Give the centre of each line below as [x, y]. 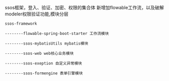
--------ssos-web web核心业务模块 [39, 53]
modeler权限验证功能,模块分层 [37, 14]
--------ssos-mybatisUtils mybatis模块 [47, 44]
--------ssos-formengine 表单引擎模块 [44, 73]
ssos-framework [21, 24]
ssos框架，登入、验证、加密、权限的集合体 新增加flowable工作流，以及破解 [84, 7]
